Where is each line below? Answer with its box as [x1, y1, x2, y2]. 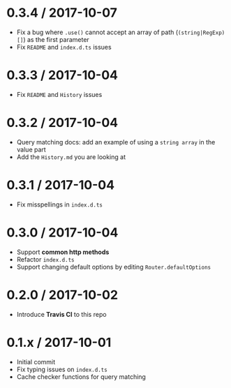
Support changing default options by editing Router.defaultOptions [16, 262, 211, 271]
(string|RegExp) [177, 29, 225, 36]
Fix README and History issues [16, 90, 103, 98]
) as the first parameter [23, 35, 90, 43]
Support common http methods [16, 248, 110, 256]
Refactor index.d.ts [16, 255, 75, 263]
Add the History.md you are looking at [16, 152, 126, 161]
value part [16, 145, 46, 154]
